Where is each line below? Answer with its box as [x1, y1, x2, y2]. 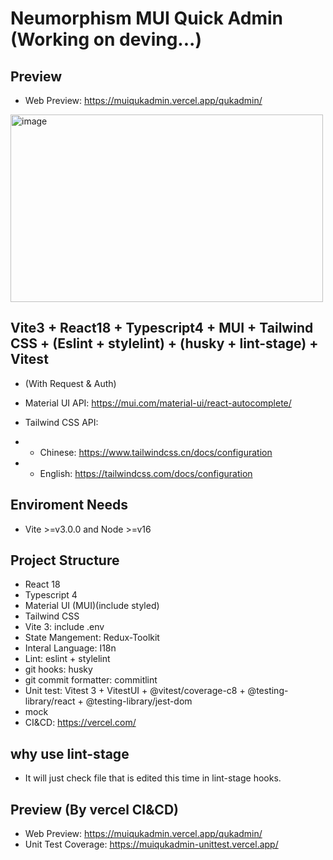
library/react [24, 695, 76, 707]
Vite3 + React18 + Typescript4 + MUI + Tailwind [10, 320, 314, 337]
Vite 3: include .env [24, 621, 105, 633]
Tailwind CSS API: [24, 416, 99, 428]
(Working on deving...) [10, 28, 202, 51]
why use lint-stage [10, 745, 130, 762]
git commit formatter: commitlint [24, 674, 158, 686]
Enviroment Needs [10, 497, 129, 514]
